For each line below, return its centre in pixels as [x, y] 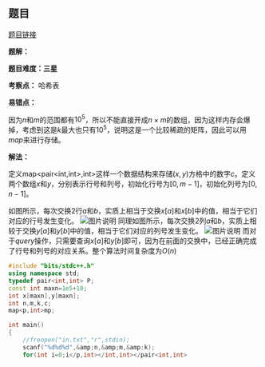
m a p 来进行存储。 [37, 140]
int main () [26, 325]
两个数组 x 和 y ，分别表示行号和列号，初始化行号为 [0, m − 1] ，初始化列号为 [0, [133, 184]
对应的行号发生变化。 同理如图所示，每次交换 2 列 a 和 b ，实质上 [129, 221]
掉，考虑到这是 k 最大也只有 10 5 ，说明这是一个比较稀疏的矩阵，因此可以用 [128, 130]
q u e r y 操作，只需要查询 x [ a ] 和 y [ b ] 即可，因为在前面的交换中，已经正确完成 [136, 241]
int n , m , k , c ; [30, 303]
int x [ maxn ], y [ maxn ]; [44, 296]
